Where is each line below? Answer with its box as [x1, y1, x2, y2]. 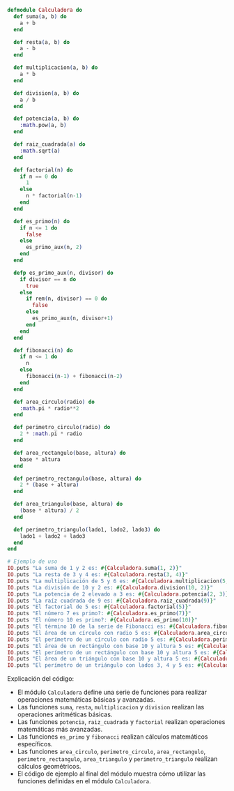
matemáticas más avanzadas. [17, 725, 103, 734]
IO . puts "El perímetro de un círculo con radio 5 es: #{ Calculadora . [7, 635, 214, 643]
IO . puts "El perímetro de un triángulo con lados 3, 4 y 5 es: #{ [7, 662, 204, 669]
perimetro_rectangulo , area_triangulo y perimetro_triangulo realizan [17, 755, 218, 763]
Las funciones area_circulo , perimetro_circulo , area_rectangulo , [17, 747, 206, 756]
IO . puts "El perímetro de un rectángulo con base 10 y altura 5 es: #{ [7, 649, 219, 656]
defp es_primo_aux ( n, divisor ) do [13, 269, 114, 276]
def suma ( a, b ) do [13, 13, 68, 20]
